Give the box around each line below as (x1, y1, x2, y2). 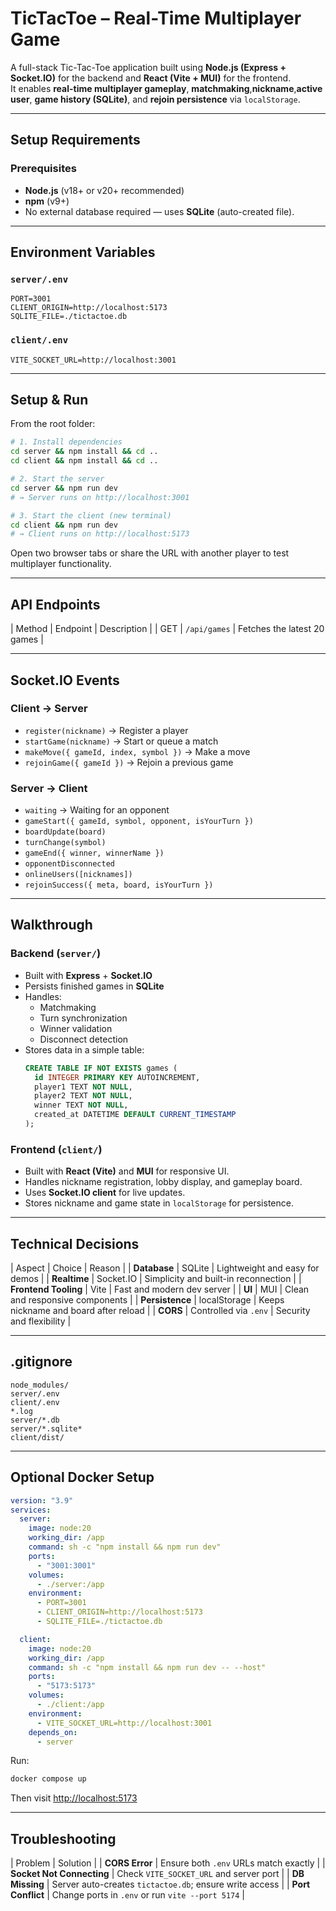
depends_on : (28, 1727, 78, 1737)
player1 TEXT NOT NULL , (34, 1082, 133, 1092)
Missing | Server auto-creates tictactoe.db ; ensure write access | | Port (10, 1878, 311, 1891)
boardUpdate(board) (24, 827, 107, 837)
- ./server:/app (36, 1579, 105, 1589)
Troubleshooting (10, 1830, 117, 1847)
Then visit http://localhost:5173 (10, 1792, 138, 1804)
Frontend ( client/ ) (10, 1142, 103, 1156)
